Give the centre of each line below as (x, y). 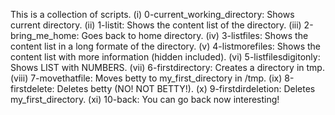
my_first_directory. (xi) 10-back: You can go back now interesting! (145, 99)
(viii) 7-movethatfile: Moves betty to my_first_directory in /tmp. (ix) (146, 78)
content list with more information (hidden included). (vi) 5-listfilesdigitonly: (165, 57)
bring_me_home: (45, 35)
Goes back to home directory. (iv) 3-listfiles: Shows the (195, 35)
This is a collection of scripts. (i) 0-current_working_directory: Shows (152, 14)
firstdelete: (32, 88)
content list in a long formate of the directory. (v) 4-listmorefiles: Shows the (166, 46)
